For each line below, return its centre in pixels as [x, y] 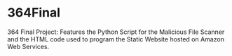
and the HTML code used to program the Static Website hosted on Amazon [116, 39]
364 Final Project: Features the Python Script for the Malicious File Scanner [116, 32]
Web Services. [28, 46]
